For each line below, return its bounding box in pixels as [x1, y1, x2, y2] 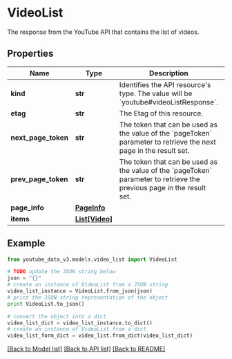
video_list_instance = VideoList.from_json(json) [7, 288, 153, 295]
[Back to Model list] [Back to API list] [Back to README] [7, 344, 166, 353]
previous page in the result [119, 183, 206, 192]
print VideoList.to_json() [7, 300, 85, 307]
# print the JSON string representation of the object [7, 294, 168, 301]
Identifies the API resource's [119, 80, 211, 89]
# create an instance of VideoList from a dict [7, 326, 147, 333]
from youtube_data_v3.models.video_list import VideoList [7, 256, 177, 263]
